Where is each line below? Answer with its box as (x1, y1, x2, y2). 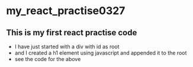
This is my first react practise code (6, 28, 137, 38)
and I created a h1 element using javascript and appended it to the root (14, 49, 187, 56)
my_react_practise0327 (6, 4, 126, 18)
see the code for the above (14, 56, 81, 62)
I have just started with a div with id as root (14, 43, 120, 50)
